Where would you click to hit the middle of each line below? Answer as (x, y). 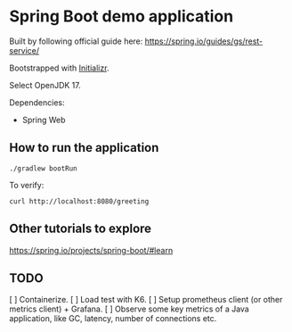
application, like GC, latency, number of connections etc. (113, 319)
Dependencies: (37, 102)
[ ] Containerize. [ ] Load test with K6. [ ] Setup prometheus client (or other (146, 300)
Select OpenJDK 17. (45, 85)
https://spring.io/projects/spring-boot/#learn (91, 250)
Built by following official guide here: (76, 41)
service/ (24, 50)
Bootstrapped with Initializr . (59, 68)
